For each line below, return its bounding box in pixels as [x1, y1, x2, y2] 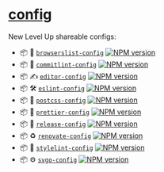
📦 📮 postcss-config [19, 95, 86, 105]
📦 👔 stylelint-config [19, 143, 93, 152]
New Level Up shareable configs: [8, 32, 116, 41]
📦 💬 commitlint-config [19, 59, 97, 69]
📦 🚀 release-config [19, 119, 86, 128]
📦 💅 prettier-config [19, 107, 90, 117]
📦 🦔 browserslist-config [19, 48, 105, 57]
